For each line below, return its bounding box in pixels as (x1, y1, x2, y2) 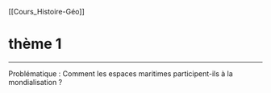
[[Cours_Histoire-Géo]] (8, 7, 85, 16)
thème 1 (8, 35, 62, 53)
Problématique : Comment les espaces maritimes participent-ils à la (8, 68, 234, 79)
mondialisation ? (8, 77, 63, 87)
